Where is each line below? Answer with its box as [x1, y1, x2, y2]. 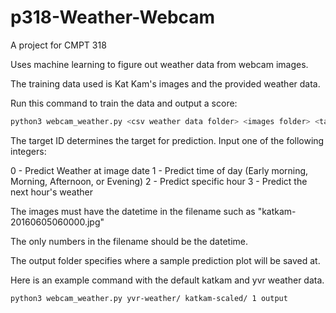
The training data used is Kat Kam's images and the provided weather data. [10, 77, 321, 90]
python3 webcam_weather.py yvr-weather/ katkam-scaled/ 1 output [10, 293, 288, 303]
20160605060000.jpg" [10, 216, 105, 228]
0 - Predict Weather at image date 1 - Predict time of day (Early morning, [10, 164, 309, 176]
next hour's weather [10, 186, 93, 198]
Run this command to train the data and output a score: [10, 97, 238, 109]
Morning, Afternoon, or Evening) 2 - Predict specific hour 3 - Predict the [10, 175, 308, 187]
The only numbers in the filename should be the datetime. [10, 235, 249, 247]
